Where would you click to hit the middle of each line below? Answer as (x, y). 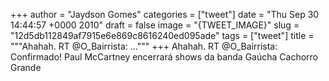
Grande (26, 67)
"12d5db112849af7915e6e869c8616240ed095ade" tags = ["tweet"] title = (162, 35)
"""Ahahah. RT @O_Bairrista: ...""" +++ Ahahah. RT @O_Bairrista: (144, 46)
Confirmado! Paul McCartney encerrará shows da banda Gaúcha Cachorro (164, 57)
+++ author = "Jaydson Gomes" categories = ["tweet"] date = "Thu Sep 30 (165, 14)
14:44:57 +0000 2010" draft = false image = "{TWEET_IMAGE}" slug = (155, 25)
